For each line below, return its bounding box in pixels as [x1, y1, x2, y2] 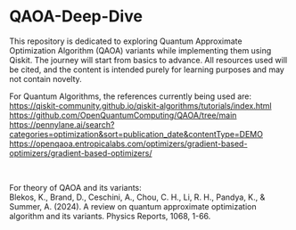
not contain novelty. [9, 73, 82, 84]
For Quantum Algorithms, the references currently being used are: [9, 91, 252, 102]
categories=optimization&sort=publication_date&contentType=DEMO [9, 128, 263, 139]
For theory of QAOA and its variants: [9, 182, 143, 193]
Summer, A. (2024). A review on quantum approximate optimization [9, 201, 257, 211]
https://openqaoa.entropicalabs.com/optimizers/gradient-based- [9, 138, 248, 149]
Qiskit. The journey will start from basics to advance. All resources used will [9, 54, 288, 65]
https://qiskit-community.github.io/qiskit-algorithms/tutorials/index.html [9, 100, 272, 111]
